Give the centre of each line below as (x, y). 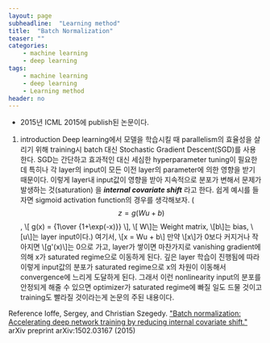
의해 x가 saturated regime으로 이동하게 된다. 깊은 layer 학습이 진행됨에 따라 (140, 257)
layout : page (30, 16)
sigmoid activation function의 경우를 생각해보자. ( (115, 200)
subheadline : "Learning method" (64, 23)
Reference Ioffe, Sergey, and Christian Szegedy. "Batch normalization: (125, 314)
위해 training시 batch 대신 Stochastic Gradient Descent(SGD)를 (138, 149)
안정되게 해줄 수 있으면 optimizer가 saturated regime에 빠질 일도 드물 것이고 (141, 287)
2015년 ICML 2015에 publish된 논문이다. (84, 123)
